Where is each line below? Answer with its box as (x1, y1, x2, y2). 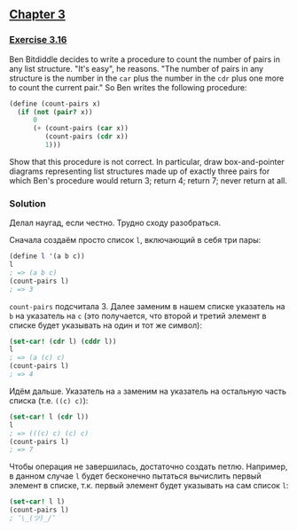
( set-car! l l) (9, 497, 66, 506)
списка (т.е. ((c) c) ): (9, 394, 89, 406)
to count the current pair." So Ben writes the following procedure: (9, 82, 247, 92)
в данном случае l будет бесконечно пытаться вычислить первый (9, 471, 262, 481)
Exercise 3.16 (9, 34, 67, 46)
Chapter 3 (9, 7, 66, 22)
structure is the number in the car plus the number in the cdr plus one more (9, 73, 285, 83)
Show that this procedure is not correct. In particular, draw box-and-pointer (9, 156, 285, 167)
